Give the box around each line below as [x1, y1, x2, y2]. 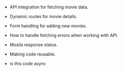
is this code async [9, 61, 46, 66]
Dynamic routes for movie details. [9, 14, 77, 19]
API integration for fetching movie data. [9, 4, 88, 10]
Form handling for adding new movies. [9, 23, 87, 29]
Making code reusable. [9, 51, 56, 57]
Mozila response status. [9, 42, 58, 48]
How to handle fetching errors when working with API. [9, 33, 118, 38]
